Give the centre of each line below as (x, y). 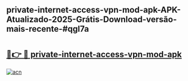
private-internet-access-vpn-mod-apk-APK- (94, 10)
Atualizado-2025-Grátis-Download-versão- (92, 20)
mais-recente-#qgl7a (48, 29)
